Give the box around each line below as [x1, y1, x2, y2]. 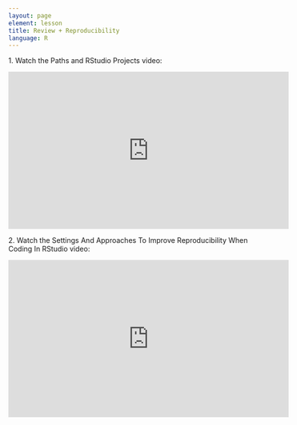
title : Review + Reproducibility [8, 26, 120, 34]
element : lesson [8, 19, 62, 27]
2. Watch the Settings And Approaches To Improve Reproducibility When [8, 236, 248, 245]
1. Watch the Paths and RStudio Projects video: [8, 56, 163, 66]
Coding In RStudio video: [8, 244, 90, 254]
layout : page [8, 11, 52, 20]
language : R [8, 34, 48, 42]
